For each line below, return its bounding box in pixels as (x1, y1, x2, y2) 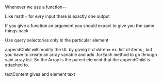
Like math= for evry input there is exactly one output (5, 14, 110, 19)
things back (5, 28, 29, 33)
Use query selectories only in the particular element (5, 37, 109, 43)
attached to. (5, 62, 29, 68)
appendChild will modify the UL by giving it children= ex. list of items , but (5, 47, 153, 52)
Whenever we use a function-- (5, 4, 66, 10)
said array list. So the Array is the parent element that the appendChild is (5, 57, 150, 62)
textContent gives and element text (5, 71, 75, 77)
